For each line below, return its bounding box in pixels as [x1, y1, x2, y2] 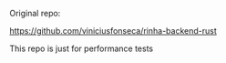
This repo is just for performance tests [9, 43, 154, 54]
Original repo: [9, 8, 61, 18]
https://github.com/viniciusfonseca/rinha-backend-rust [9, 26, 217, 36]
